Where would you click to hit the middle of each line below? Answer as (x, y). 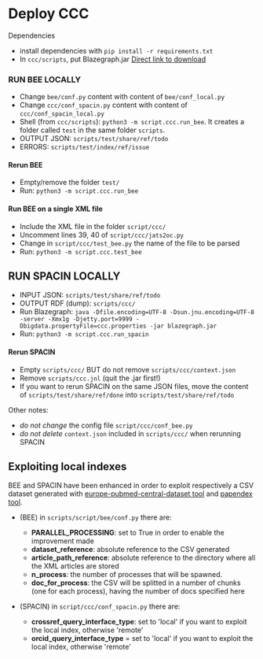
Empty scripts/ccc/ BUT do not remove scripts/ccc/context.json (128, 369)
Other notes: (28, 409)
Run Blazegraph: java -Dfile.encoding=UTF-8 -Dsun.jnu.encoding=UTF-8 (137, 312)
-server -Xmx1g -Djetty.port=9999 (76, 320)
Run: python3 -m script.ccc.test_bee (81, 251)
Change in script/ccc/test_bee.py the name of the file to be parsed (130, 243)
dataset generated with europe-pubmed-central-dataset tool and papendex (130, 494)
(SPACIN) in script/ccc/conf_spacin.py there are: (100, 606)
